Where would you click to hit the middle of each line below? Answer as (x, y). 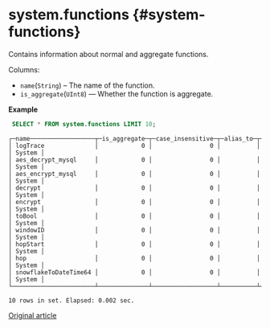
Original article (33, 315)
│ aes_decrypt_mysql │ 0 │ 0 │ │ (135, 160)
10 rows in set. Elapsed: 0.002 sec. (72, 300)
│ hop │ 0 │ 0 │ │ (135, 258)
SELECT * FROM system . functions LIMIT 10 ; (84, 124)
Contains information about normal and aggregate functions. (108, 54)
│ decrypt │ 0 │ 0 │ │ (135, 188)
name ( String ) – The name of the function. (87, 85)
